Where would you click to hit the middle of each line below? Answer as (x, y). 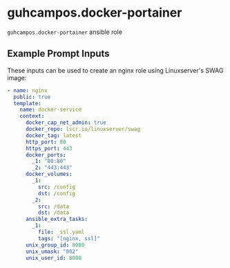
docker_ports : (46, 155)
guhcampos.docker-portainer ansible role (65, 32)
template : (27, 103)
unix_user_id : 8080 (53, 258)
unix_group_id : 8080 (55, 245)
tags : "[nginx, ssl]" (69, 238)
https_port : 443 (49, 148)
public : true (32, 97)
